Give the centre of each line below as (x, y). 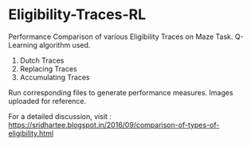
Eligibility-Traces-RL (77, 15)
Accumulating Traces (55, 77)
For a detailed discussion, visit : (60, 116)
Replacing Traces (48, 68)
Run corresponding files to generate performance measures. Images (121, 92)
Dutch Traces (42, 60)
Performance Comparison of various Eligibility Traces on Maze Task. (121, 36)
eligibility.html (31, 133)
